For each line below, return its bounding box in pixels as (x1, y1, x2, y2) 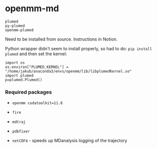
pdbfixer (12, 129, 30, 134)
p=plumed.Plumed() (5, 77, 42, 82)
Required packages (5, 88, 52, 95)
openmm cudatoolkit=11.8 (12, 101, 63, 106)
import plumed (5, 73, 34, 78)
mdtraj (12, 120, 26, 125)
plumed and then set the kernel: (5, 51, 67, 57)
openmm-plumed (5, 27, 34, 32)
